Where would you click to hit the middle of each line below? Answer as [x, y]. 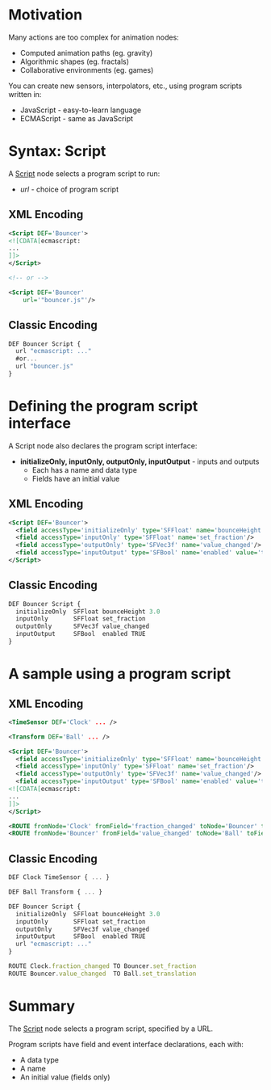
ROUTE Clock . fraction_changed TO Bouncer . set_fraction [102, 966]
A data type [39, 1059]
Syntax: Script [57, 152]
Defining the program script [103, 406]
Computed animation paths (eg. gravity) [86, 53]
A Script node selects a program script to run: [84, 173]
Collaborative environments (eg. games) [87, 69]
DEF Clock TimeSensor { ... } [59, 877]
